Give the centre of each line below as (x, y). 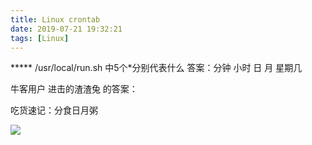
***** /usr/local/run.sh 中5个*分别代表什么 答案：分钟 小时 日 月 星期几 (156, 68)
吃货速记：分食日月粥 (54, 110)
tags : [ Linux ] (40, 38)
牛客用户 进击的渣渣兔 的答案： (74, 89)
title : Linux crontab (55, 19)
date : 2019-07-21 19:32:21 (66, 29)
